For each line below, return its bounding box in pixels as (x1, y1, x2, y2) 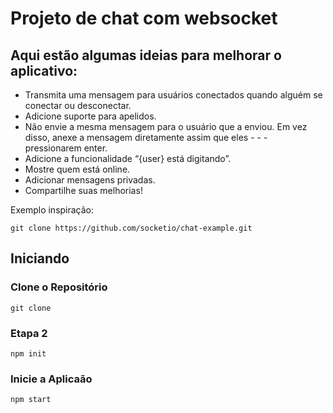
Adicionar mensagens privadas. (24, 174, 156, 186)
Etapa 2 (10, 326, 48, 340)
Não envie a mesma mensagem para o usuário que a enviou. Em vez (24, 121, 308, 132)
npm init (10, 348, 47, 359)
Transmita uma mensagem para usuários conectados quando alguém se (24, 89, 323, 101)
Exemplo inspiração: (10, 204, 95, 216)
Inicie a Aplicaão (10, 372, 93, 386)
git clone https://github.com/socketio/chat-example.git (10, 223, 253, 233)
